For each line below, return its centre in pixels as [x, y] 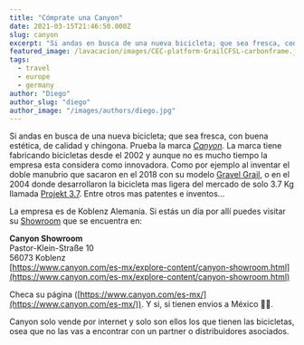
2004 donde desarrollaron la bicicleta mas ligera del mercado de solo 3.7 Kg [152, 184]
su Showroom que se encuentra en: [76, 221]
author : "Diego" [40, 93]
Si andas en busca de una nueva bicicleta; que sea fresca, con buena [139, 136]
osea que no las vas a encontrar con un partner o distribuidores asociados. [149, 331]
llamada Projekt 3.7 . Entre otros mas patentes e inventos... [117, 194]
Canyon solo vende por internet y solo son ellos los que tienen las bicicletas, [152, 321]
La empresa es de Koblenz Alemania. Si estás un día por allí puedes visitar [148, 211]
